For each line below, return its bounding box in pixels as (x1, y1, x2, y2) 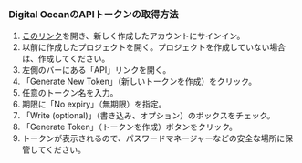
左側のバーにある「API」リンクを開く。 (21, 65, 172, 76)
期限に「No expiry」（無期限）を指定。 (21, 98, 167, 110)
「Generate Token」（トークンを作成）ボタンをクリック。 (21, 121, 238, 133)
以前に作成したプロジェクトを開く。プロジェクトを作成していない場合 (21, 42, 286, 53)
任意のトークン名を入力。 (21, 87, 119, 98)
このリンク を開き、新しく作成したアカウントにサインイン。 (21, 30, 245, 42)
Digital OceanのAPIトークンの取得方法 (8, 7, 179, 20)
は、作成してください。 (21, 53, 110, 65)
